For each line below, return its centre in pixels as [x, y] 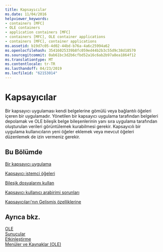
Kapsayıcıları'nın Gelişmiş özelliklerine [43, 202]
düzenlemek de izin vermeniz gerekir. [43, 137]
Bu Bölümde [24, 152]
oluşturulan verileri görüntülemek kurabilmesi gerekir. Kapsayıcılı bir [73, 126]
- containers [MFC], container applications [51, 42]
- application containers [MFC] [38, 32]
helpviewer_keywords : [27, 19]
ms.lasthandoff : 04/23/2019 [34, 69]
